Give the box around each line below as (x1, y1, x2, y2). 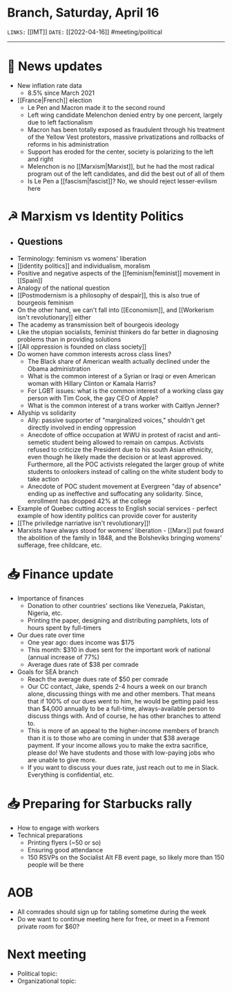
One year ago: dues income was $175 (27, 638, 135, 646)
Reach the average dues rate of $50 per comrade (27, 674, 169, 683)
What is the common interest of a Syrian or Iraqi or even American (27, 371, 216, 380)
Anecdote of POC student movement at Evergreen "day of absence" (27, 482, 222, 490)
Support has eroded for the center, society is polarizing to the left (27, 147, 214, 156)
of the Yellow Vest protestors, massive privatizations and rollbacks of (27, 133, 224, 141)
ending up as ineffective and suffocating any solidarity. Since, (27, 489, 204, 497)
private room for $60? (17, 922, 80, 930)
